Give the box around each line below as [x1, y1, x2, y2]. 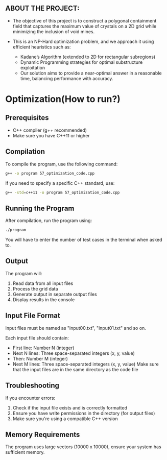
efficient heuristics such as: [12, 43, 71, 50]
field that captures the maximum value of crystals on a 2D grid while [12, 23, 157, 29]
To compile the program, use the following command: [5, 161, 118, 167]
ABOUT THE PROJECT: [5, 4, 80, 13]
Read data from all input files [12, 280, 74, 286]
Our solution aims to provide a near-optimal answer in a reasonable [20, 70, 162, 76]
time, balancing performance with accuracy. [20, 75, 113, 81]
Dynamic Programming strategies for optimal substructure [20, 59, 143, 65]
